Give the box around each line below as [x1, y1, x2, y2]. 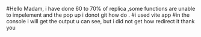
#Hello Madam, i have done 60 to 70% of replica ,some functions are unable [6, 5, 196, 12]
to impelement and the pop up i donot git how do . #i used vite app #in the [6, 11, 190, 18]
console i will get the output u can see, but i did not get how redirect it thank [6, 18, 195, 24]
